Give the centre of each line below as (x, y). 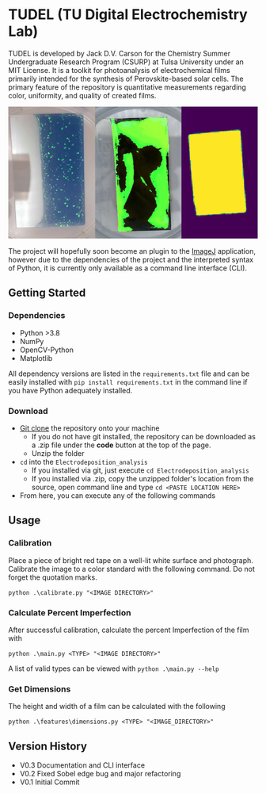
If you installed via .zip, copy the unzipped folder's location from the (142, 478)
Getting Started (47, 293)
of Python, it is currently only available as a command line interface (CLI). (128, 268)
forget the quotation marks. (53, 577)
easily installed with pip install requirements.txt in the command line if (128, 381)
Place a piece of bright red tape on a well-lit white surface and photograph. (131, 560)
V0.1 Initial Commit (49, 782)
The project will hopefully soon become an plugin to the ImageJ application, (132, 251)
